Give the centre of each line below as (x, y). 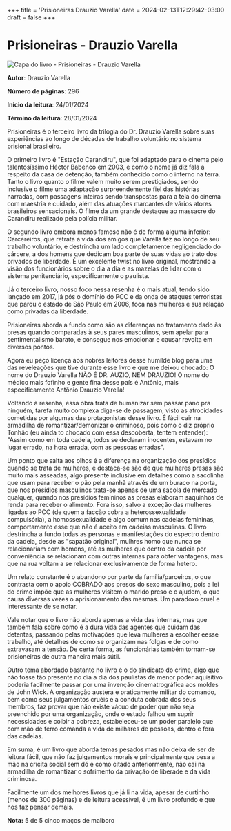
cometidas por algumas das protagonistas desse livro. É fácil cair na (104, 417)
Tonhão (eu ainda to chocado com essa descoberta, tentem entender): (108, 432)
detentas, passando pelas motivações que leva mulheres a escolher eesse (113, 634)
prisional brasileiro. (34, 146)
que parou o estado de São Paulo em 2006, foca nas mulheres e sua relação (116, 304)
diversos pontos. (31, 347)
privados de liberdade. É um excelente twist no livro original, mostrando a (111, 261)
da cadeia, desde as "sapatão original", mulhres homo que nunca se (104, 541)
